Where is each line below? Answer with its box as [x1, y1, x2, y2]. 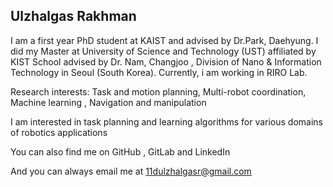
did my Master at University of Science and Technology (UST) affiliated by [10, 45, 317, 57]
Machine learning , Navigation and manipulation [10, 96, 207, 108]
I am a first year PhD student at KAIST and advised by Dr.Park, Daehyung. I [10, 34, 319, 46]
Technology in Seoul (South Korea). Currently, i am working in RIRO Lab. [10, 66, 308, 78]
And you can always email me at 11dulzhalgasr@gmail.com [10, 165, 252, 177]
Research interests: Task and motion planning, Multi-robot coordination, [10, 85, 307, 98]
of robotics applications [10, 126, 108, 138]
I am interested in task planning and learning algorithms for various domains [10, 115, 324, 128]
